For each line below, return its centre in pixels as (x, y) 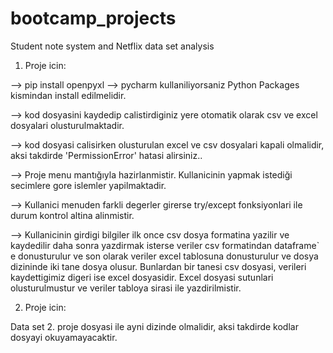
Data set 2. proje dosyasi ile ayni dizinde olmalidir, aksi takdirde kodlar (154, 326)
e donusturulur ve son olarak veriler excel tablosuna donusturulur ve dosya (164, 256)
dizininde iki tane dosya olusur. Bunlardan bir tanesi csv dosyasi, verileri (158, 266)
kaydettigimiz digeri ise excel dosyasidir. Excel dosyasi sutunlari (142, 277)
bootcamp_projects (93, 18)
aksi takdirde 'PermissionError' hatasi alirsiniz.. (106, 155)
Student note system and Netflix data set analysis (112, 46)
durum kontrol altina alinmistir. (72, 215)
